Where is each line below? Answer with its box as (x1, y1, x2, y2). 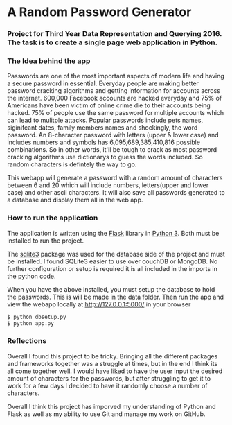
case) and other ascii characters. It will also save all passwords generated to (7, 189, 225, 197)
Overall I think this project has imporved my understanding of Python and (7, 402, 216, 410)
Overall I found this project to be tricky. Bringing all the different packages (7, 352, 218, 361)
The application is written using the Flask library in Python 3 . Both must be (7, 229, 220, 237)
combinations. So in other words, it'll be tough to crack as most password (7, 146, 217, 154)
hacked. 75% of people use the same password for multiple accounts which (7, 109, 224, 117)
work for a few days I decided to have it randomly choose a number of (7, 381, 208, 390)
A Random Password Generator (7, 4, 192, 20)
